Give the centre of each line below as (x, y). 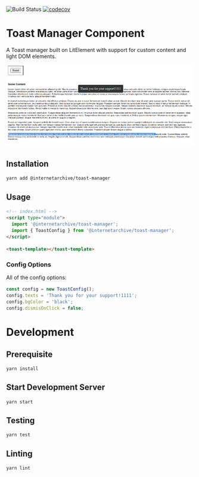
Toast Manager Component (75, 33)
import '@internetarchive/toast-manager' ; (65, 224)
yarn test (18, 435)
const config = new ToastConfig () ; (50, 289)
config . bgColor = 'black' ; (40, 302)
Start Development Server (56, 388)
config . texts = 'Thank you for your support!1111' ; (71, 296)
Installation (27, 163)
